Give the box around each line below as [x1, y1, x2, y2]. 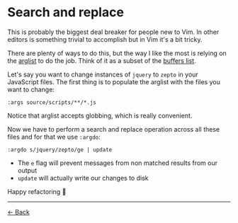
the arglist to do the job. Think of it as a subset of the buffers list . [7, 56, 196, 64]
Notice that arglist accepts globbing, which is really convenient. [7, 111, 193, 120]
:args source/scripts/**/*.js [7, 98, 97, 106]
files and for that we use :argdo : [7, 132, 101, 141]
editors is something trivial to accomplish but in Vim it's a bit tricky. [7, 35, 203, 43]
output [17, 166, 38, 174]
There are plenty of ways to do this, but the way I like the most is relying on [7, 49, 227, 57]
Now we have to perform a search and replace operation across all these [7, 125, 220, 133]
